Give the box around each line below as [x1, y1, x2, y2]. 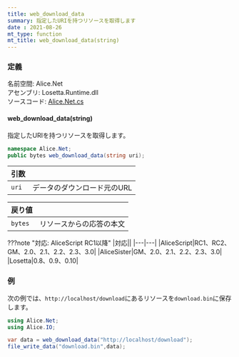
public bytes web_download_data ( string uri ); [7, 151, 145, 159]
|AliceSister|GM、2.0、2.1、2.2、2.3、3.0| [97, 248, 223, 256]
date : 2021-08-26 [7, 24, 62, 31]
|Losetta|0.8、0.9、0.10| [7, 256, 78, 265]
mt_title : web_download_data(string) [7, 37, 120, 44]
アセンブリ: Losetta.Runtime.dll [7, 89, 98, 97]
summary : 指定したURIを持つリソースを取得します [7, 17, 136, 24]
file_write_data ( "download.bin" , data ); [7, 343, 126, 351]
